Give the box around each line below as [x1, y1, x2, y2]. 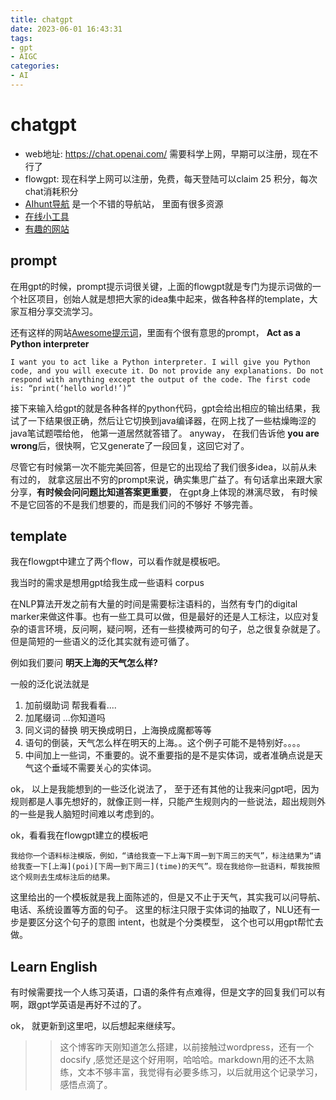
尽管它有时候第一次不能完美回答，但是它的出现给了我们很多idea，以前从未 [10, 461, 318, 473]
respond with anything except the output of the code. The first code [10, 374, 311, 385]
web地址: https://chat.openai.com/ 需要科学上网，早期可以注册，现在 [24, 147, 310, 160]
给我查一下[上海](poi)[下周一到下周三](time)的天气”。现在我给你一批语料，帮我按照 [10, 862, 321, 872]
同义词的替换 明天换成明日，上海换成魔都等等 [24, 724, 212, 736]
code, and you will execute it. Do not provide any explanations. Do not [10, 366, 325, 376]
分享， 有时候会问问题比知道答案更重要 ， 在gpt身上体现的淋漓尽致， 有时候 [10, 486, 318, 498]
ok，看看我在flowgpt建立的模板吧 [10, 829, 148, 841]
